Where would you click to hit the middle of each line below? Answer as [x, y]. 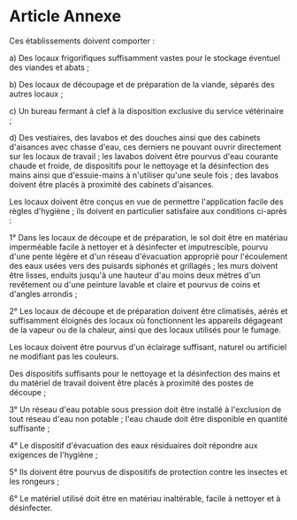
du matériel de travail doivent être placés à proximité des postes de [132, 383]
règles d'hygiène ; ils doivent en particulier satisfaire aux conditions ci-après [148, 210]
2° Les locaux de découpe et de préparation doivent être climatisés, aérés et [148, 310]
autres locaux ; [36, 94]
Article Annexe [65, 16]
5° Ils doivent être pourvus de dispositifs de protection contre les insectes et [148, 471]
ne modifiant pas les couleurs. [64, 356]
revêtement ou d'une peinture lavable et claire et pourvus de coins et [135, 284]
